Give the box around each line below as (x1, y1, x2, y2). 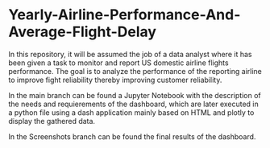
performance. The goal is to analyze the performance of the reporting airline (8, 66, 262, 76)
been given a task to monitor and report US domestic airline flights (8, 58, 229, 68)
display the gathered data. (8, 116, 95, 125)
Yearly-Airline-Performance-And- (8, 6, 241, 24)
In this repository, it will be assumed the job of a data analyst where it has (8, 49, 252, 59)
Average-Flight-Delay (8, 23, 157, 41)
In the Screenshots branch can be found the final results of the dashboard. (8, 131, 256, 142)
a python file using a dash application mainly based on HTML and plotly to (8, 107, 255, 117)
